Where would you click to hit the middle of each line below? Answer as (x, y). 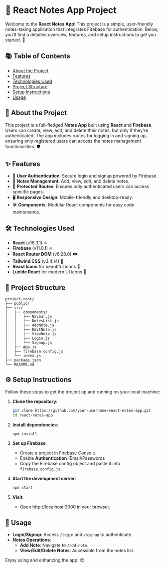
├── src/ (14, 308)
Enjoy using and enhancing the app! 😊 (45, 560)
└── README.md (20, 365)
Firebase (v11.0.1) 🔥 (32, 248)
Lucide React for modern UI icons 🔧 (49, 272)
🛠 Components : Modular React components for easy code (73, 205)
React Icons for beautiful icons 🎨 (46, 267)
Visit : (18, 497)
